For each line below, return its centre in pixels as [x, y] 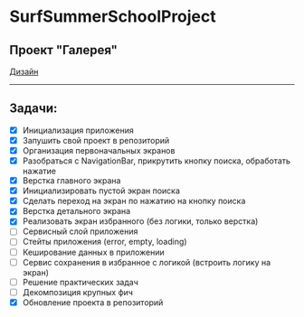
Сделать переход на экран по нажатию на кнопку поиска [134, 201]
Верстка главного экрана [71, 181]
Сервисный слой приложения [80, 231]
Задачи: [33, 109]
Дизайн [24, 71]
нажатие [39, 171]
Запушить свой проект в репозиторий [96, 140]
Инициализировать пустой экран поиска [101, 191]
